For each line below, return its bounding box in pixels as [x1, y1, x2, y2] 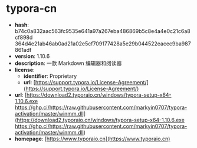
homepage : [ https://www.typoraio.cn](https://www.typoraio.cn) [14, 135, 170, 142]
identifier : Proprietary [23, 73, 77, 80]
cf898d [14, 34, 33, 41]
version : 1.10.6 [14, 52, 50, 60]
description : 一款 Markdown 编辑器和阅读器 [14, 60, 122, 67]
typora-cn [6, 2, 57, 15]
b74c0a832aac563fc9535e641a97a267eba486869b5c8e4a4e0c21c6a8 [14, 27, 191, 34]
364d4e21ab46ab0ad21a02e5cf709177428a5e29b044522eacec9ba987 [14, 40, 191, 47]
